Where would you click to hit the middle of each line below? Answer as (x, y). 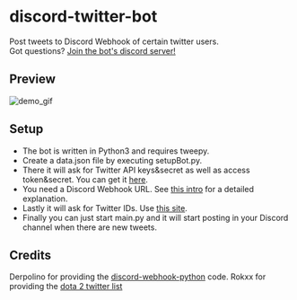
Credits (31, 255)
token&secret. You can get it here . (85, 179)
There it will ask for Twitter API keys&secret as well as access (136, 170)
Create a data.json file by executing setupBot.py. (112, 160)
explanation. (45, 199)
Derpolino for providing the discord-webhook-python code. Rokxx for (138, 277)
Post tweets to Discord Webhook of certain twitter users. (114, 41)
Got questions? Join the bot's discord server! (93, 50)
